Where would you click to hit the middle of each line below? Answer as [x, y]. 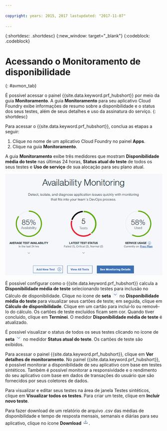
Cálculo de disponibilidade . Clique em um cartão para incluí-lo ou [73, 306]
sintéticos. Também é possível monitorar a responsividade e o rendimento [81, 370]
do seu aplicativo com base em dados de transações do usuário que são [80, 375]
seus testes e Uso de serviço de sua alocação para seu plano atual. [75, 167]
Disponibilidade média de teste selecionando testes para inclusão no [77, 288]
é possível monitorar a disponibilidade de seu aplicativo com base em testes [83, 365]
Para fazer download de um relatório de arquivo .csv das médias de [75, 411]
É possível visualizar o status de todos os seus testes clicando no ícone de [82, 332]
